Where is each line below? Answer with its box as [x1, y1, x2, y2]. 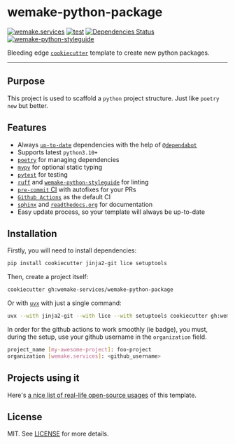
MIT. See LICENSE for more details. [7, 429, 110, 438]
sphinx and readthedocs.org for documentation [17, 200, 153, 208]
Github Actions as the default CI [17, 192, 111, 201]
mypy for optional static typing [17, 163, 103, 171]
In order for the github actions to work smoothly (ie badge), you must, [7, 325, 208, 333]
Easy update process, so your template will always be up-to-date [17, 208, 205, 216]
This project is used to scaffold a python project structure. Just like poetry [7, 94, 220, 102]
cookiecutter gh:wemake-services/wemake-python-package [7, 286, 173, 293]
